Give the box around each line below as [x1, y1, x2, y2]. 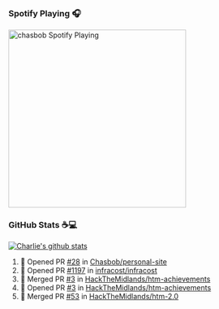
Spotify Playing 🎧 [8, 7, 81, 19]
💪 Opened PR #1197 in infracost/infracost [19, 265, 158, 275]
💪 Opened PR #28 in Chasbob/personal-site [19, 256, 168, 267]
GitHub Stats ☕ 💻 [8, 220, 78, 231]
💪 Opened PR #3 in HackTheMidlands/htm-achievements [19, 282, 212, 292]
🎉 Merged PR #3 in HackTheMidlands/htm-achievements [19, 274, 211, 284]
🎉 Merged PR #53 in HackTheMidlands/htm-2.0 [19, 291, 179, 301]
